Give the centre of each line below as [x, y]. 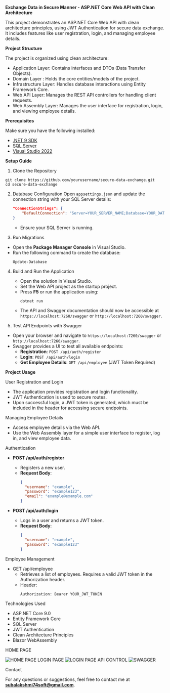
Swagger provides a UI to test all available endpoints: [68, 346]
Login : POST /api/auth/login [50, 357]
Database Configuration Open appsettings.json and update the [79, 194]
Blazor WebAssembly [35, 640]
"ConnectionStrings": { [38, 208]
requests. [23, 100]
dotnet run [32, 301]
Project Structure [24, 48]
